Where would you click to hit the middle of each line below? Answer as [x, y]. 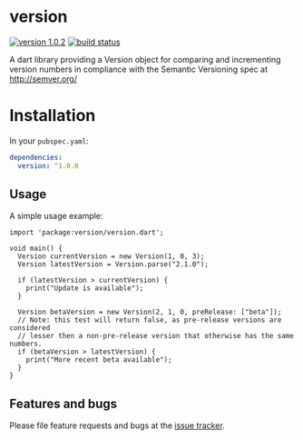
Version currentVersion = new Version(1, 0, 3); [111, 256]
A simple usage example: [56, 216]
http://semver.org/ [43, 78]
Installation [53, 116]
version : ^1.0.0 [48, 165]
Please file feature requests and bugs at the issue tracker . [117, 425]
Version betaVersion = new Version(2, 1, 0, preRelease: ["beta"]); [150, 312]
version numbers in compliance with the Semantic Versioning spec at [138, 69]
